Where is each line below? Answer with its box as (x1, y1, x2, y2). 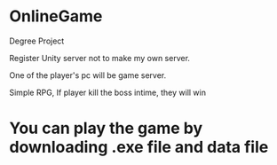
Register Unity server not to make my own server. (9, 52, 191, 63)
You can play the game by (9, 118, 203, 138)
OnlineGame (9, 6, 103, 27)
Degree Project (9, 35, 65, 46)
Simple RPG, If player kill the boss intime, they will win (9, 87, 207, 98)
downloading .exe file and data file (9, 137, 269, 157)
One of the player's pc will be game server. (9, 69, 167, 81)
